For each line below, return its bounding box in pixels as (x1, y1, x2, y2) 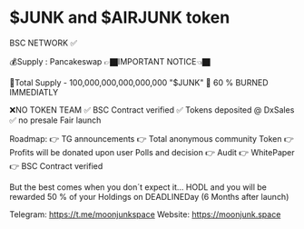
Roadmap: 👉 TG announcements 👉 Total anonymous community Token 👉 (9, 133, 295, 144)
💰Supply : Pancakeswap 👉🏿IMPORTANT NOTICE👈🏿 (9, 55, 211, 66)
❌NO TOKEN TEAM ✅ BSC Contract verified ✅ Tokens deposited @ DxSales (9, 104, 295, 115)
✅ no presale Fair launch (9, 114, 102, 125)
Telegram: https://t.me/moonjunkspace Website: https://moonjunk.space (9, 208, 281, 220)
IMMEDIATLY (9, 86, 59, 97)
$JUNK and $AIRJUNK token (9, 7, 230, 28)
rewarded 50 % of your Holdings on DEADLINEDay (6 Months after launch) (9, 191, 289, 202)
